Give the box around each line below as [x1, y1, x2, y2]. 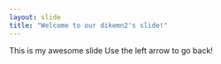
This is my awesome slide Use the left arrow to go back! [9, 45, 214, 55]
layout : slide [9, 12, 62, 22]
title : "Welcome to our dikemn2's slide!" [9, 21, 168, 30]
